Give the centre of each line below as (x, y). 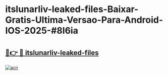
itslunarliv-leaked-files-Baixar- (72, 9)
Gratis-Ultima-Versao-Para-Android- (84, 20)
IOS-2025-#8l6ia (42, 31)
